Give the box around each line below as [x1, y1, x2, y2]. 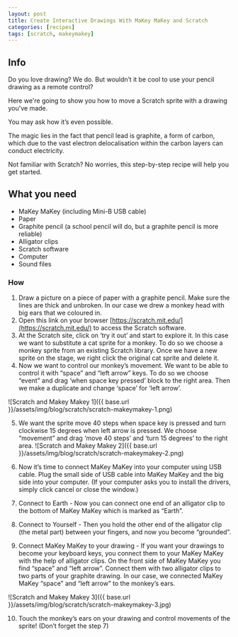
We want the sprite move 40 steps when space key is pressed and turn [18, 419, 226, 427]
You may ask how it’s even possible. [8, 118, 113, 126]
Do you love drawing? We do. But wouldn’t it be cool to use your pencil [8, 75, 215, 84]
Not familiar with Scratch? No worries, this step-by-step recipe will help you [8, 160, 229, 169]
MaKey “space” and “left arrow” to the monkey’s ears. [18, 579, 176, 588]
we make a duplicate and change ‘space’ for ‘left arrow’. [18, 384, 181, 393]
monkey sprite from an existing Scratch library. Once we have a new [18, 346, 218, 355]
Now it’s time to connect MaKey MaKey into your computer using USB [18, 463, 222, 471]
